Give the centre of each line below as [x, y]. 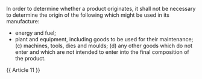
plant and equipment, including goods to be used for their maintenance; [104, 39]
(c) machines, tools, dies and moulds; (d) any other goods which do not [104, 45]
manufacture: [23, 21]
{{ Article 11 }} [23, 70]
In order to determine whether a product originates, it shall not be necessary [101, 9]
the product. [30, 58]
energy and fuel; [35, 33]
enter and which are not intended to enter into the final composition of [102, 52]
